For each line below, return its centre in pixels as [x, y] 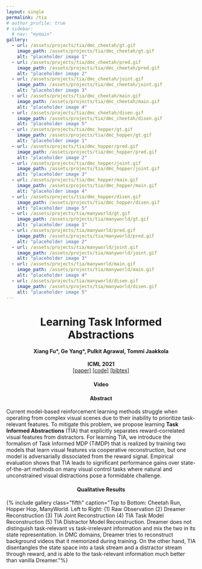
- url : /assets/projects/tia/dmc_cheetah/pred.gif [76, 62]
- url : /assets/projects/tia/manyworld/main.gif [74, 264]
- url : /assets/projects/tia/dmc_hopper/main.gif [75, 180]
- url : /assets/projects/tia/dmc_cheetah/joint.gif [78, 79]
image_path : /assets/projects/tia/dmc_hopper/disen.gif [89, 203]
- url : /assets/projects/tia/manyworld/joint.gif [75, 247]
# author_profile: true [36, 23]
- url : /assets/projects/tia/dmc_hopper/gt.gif [72, 130]
